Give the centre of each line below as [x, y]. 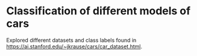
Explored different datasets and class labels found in [71, 40]
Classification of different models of [98, 11]
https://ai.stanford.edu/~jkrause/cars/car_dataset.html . [74, 46]
